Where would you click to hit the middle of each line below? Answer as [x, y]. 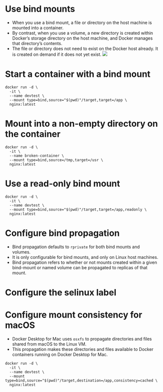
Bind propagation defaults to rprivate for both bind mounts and [76, 247]
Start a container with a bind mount [78, 74]
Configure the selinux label [61, 292]
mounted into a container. [38, 27]
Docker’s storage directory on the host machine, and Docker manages [82, 38]
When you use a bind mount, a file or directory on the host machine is [82, 23]
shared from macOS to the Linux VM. [49, 344]
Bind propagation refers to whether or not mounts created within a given [84, 262]
